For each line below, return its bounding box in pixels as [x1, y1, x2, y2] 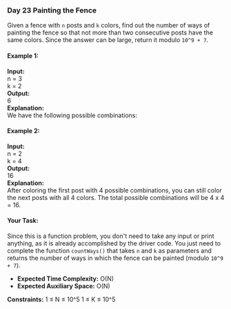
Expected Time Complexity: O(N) [17, 275, 114, 283]
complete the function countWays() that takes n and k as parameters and [7, 246, 212, 255]
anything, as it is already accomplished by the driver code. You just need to [7, 239, 221, 247]
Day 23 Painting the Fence [7, 6, 97, 15]
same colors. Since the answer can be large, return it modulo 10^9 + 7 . [7, 36, 209, 44]
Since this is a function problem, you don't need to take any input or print [7, 232, 215, 240]
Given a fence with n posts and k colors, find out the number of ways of [7, 21, 210, 30]
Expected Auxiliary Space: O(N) [17, 281, 110, 290]
